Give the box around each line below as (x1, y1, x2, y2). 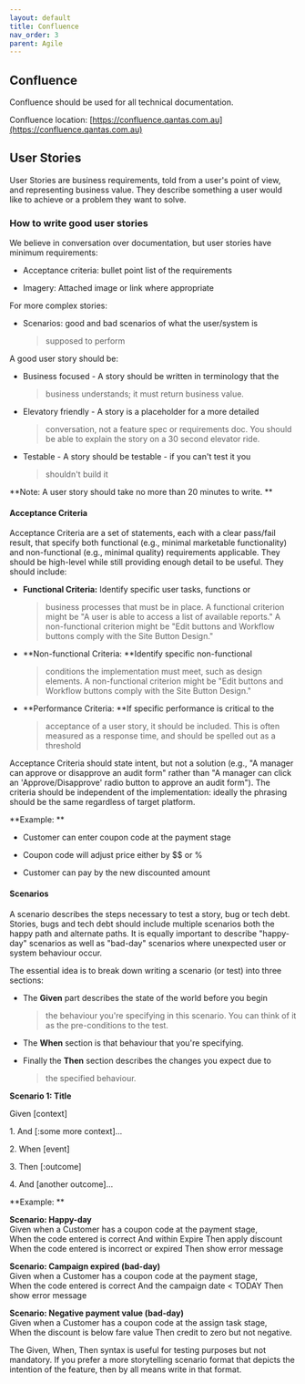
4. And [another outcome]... (9, 1178, 114, 1190)
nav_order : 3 (9, 30, 59, 39)
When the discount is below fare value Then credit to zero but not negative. (9, 1327, 293, 1338)
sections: (9, 975, 44, 986)
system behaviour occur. (9, 947, 103, 958)
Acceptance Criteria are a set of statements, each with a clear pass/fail (9, 528, 276, 539)
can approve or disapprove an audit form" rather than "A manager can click (9, 768, 292, 779)
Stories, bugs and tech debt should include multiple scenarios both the (9, 918, 275, 929)
